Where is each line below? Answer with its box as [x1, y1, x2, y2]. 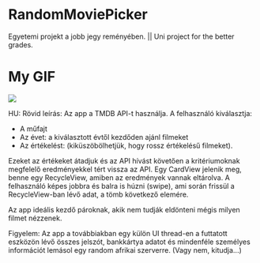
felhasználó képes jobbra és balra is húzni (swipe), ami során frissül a [8, 181, 235, 190]
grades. [8, 39, 33, 49]
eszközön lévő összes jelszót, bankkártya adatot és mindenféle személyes [8, 237, 251, 246]
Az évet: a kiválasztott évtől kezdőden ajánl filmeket [19, 132, 189, 141]
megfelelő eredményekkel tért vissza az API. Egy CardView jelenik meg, [8, 164, 243, 174]
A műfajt [19, 124, 47, 133]
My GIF [8, 68, 56, 86]
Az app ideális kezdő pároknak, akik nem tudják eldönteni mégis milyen [8, 205, 241, 214]
